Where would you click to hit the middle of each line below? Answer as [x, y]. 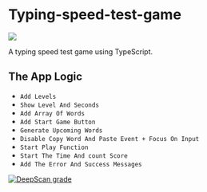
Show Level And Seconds [60, 105]
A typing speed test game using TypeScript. [81, 51]
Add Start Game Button [58, 122]
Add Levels [38, 96]
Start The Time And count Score [74, 156]
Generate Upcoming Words [61, 130]
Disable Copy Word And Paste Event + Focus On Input [109, 139]
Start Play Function [54, 147]
